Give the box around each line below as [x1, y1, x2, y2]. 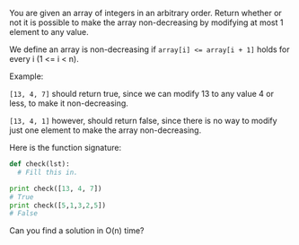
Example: [9, 71, 44, 82]
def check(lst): [9, 160, 70, 169]
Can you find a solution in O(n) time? [9, 225, 145, 236]
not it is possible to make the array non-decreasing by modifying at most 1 [9, 17, 284, 28]
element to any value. [9, 27, 89, 37]
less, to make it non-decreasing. [9, 98, 128, 109]
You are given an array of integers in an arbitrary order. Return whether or [9, 8, 283, 18]
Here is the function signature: [9, 143, 122, 153]
